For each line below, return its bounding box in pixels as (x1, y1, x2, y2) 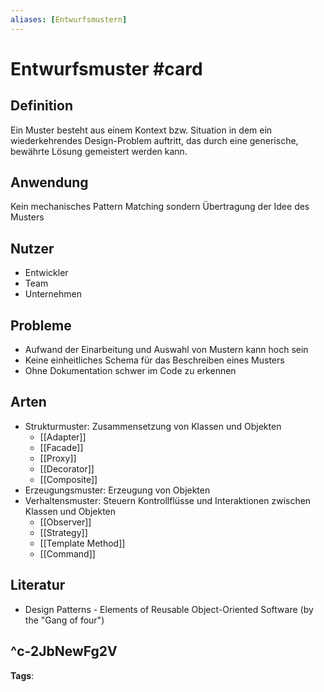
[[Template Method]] (39, 537, 126, 549)
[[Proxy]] (39, 452, 77, 464)
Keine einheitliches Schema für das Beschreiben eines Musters (24, 354, 285, 366)
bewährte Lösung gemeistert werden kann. (10, 145, 188, 157)
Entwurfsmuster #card (10, 57, 203, 80)
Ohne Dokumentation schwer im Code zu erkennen (24, 365, 237, 377)
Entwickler (24, 267, 69, 279)
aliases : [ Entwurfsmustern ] (10, 14, 128, 25)
